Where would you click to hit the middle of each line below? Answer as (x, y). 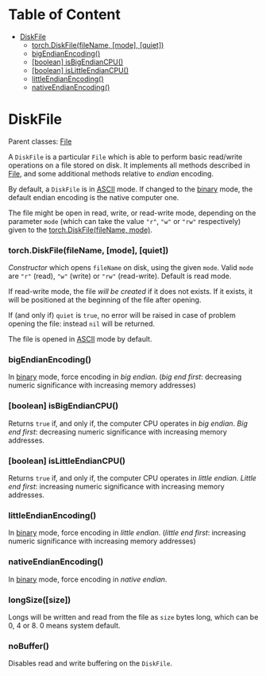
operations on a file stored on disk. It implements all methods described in (129, 165)
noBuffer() (29, 646)
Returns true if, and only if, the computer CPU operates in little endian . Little (132, 478)
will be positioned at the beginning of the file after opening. (105, 300)
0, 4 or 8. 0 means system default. (64, 625)
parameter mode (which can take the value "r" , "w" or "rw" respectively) (125, 221)
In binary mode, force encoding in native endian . (88, 579)
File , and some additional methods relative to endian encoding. (111, 173)
